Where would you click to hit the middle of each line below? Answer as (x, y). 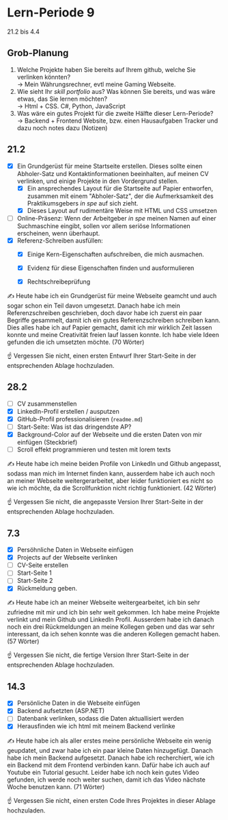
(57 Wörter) (23, 641)
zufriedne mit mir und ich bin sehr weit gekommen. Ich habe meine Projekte (113, 612)
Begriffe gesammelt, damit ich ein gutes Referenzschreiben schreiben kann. (114, 321)
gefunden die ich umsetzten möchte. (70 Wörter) (76, 342)
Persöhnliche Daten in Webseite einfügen (75, 550)
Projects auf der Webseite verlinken (67, 558)
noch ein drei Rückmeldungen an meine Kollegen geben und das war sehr (111, 627)
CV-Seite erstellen (43, 565)
